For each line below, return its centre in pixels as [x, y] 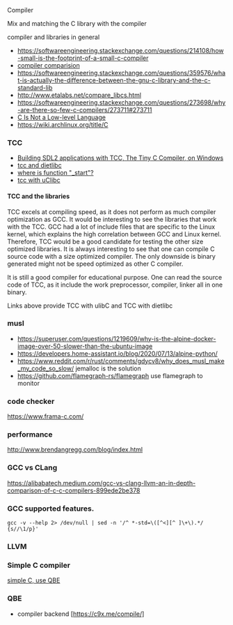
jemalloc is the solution [108, 368]
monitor [29, 383]
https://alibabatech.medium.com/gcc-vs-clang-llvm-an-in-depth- [102, 483]
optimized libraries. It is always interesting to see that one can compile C [111, 249]
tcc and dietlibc [39, 165]
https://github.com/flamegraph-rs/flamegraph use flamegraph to [110, 375]
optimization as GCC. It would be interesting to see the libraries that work [112, 219]
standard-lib [35, 88]
